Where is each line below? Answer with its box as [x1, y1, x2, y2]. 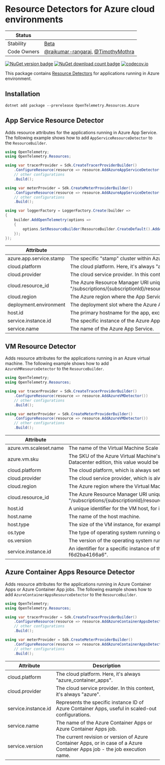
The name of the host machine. [68, 513, 141, 520]
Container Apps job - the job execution [55, 746, 146, 753]
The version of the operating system [68, 537, 152, 544]
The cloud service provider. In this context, [55, 685, 155, 692]
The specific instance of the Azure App [70, 317, 161, 324]
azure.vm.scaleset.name [7, 445, 64, 451]
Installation [5, 90, 40, 98]
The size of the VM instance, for [68, 521, 142, 528]
